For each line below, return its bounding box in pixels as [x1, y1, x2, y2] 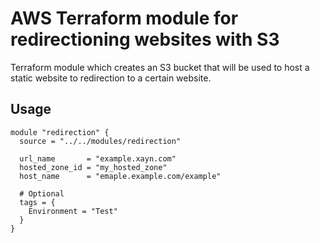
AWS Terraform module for [10, 7, 239, 30]
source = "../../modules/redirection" [19, 136, 182, 146]
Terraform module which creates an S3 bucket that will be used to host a [10, 61, 310, 73]
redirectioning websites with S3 [10, 28, 280, 51]
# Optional [19, 188, 65, 199]
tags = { [19, 197, 56, 207]
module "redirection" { [10, 127, 110, 137]
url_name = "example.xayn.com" [19, 153, 177, 164]
